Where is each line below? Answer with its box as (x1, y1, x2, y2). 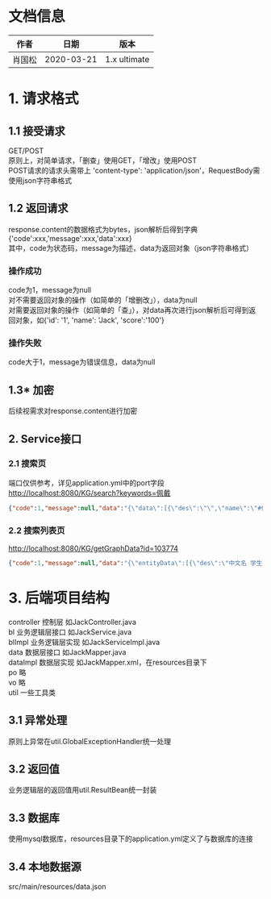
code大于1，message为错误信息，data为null (8, 357, 156, 367)
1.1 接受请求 (8, 124, 66, 138)
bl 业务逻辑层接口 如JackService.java (8, 626, 132, 637)
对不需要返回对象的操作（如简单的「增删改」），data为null (8, 295, 198, 305)
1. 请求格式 (8, 89, 79, 108)
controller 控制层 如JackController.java (8, 617, 137, 626)
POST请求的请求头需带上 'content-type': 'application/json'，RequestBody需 (8, 165, 261, 175)
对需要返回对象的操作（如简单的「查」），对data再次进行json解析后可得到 (8, 306, 249, 315)
